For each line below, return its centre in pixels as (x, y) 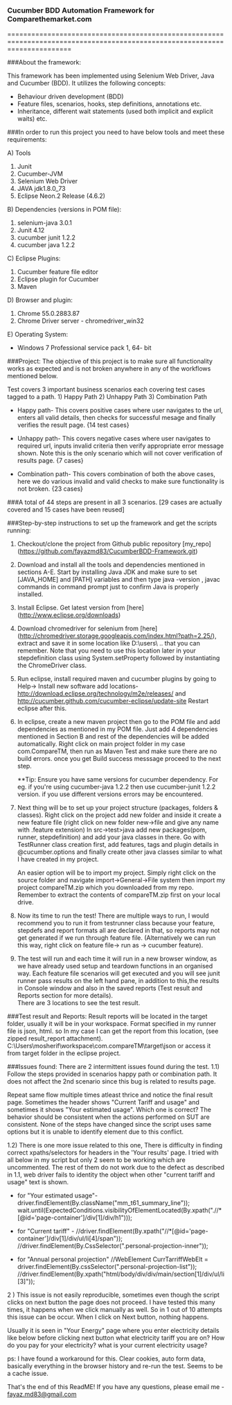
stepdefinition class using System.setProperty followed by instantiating (118, 658)
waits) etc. (32, 119)
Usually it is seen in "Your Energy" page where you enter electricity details (113, 1331)
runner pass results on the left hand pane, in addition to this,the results (118, 981)
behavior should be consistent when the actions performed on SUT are (108, 1117)
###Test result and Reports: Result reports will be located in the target (107, 1016)
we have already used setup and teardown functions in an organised (115, 966)
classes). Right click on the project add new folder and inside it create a (119, 815)
